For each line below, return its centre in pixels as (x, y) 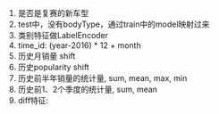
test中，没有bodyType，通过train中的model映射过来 (114, 24)
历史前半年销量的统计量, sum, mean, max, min (102, 78)
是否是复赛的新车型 (53, 13)
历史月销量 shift (46, 56)
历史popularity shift (53, 67)
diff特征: (33, 100)
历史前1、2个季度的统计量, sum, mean (88, 89)
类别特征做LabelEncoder (63, 35)
